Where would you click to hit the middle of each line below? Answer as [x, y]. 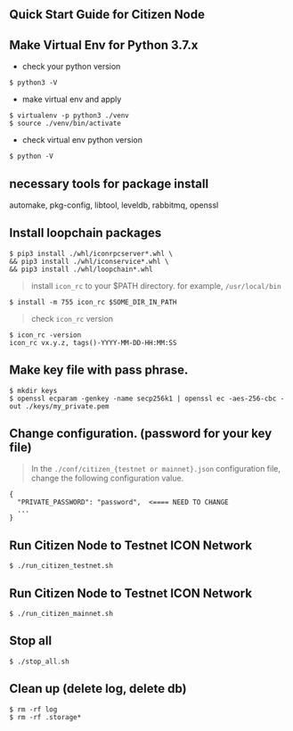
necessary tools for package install [109, 183]
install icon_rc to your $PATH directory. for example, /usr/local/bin [156, 285]
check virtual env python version [82, 140]
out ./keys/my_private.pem [59, 406]
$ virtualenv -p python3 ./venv [69, 116]
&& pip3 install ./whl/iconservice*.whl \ [89, 261]
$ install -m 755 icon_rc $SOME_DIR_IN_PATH [93, 302]
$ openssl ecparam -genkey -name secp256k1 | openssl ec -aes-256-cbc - [147, 398]
